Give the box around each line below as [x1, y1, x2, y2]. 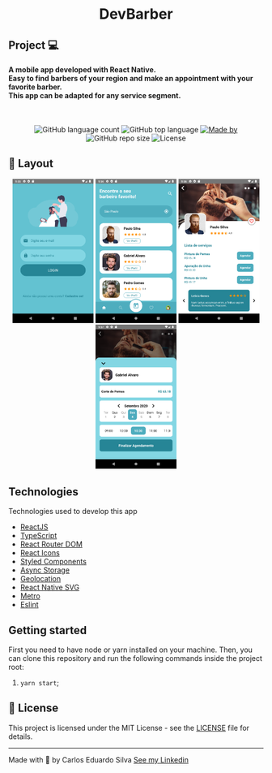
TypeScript [19, 531, 57, 541]
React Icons [19, 548, 61, 558]
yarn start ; [19, 678, 59, 688]
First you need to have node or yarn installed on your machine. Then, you [8, 645, 253, 654]
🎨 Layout [8, 157, 54, 171]
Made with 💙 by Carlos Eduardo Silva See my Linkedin [8, 754, 189, 764]
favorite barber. [8, 82, 62, 92]
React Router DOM [19, 539, 83, 549]
